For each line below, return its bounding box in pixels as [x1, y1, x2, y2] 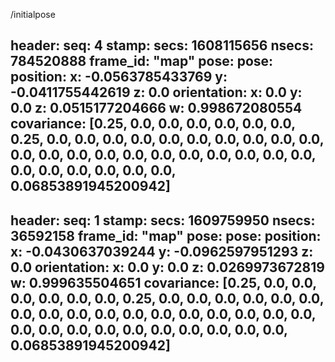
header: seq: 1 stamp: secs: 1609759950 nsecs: [10, 212, 316, 229]
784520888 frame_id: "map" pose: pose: [10, 53, 274, 70]
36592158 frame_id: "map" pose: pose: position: [10, 227, 322, 244]
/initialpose [10, 9, 56, 20]
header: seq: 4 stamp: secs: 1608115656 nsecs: [10, 37, 314, 54]
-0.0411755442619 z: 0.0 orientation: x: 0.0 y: [10, 84, 303, 101]
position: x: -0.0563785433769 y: [10, 69, 228, 86]
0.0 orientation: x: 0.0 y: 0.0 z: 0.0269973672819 [10, 259, 325, 276]
